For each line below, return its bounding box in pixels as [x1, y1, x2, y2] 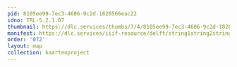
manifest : [7, 29, 37, 37]
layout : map [7, 43, 42, 50]
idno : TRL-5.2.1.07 [7, 17, 65, 24]
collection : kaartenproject [7, 50, 90, 57]
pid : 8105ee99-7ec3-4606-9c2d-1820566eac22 [7, 10, 138, 17]
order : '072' [7, 36, 46, 43]
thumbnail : [7, 23, 39, 30]
